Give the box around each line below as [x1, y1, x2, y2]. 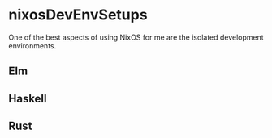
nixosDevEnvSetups [8, 6, 148, 24]
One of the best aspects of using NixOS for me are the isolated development [8, 32, 264, 42]
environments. [8, 40, 57, 50]
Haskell [8, 91, 47, 106]
